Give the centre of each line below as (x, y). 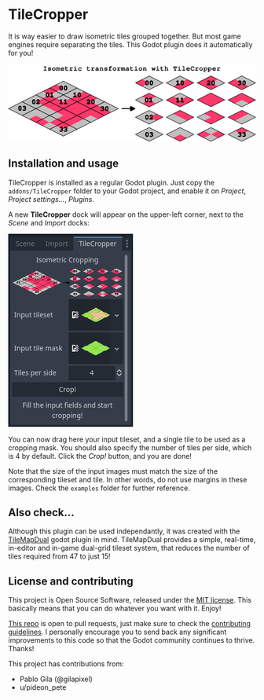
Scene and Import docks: (49, 222)
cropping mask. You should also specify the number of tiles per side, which (130, 447)
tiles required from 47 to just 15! (60, 556)
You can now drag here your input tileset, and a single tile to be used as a (127, 439)
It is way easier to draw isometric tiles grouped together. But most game (125, 36)
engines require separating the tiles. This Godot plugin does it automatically (130, 44)
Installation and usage (64, 164)
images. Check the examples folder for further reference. (99, 488)
